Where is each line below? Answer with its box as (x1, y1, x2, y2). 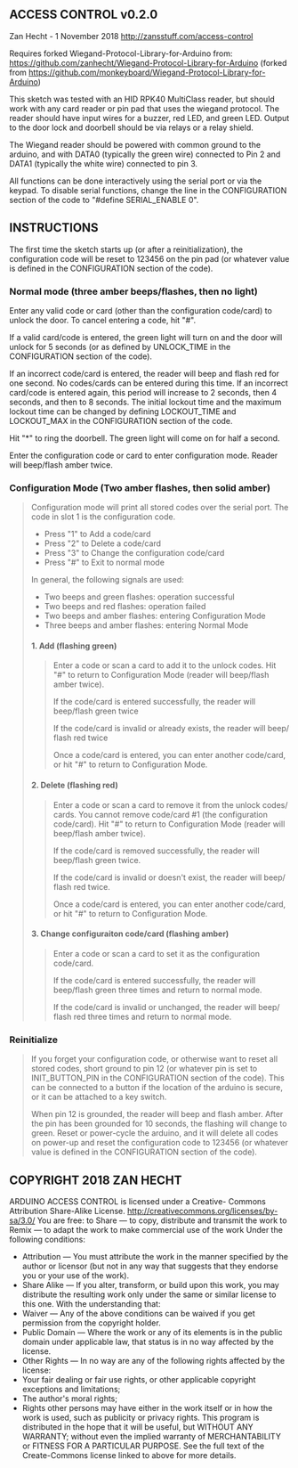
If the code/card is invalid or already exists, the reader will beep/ (52, 723, 290, 734)
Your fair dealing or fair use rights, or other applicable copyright (21, 1374, 256, 1384)
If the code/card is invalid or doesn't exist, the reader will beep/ (52, 872, 286, 883)
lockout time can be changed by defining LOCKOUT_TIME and (9, 405, 237, 417)
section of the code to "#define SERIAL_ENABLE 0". (9, 194, 199, 205)
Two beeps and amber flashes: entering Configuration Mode (44, 610, 266, 622)
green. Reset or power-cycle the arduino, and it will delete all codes (30, 1128, 278, 1138)
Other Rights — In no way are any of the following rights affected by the (21, 1355, 286, 1366)
